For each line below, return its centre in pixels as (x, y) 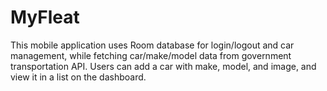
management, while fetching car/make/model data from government (151, 55)
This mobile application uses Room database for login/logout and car (152, 45)
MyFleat (45, 17)
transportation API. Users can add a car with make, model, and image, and (163, 66)
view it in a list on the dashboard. (78, 77)
